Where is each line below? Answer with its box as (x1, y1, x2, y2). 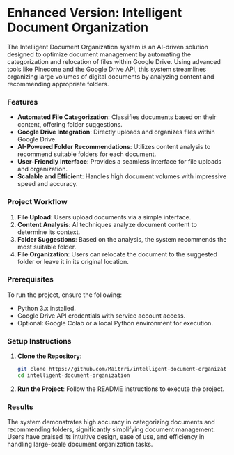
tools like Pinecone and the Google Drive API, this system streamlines (7, 65, 207, 73)
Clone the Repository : (17, 352, 82, 360)
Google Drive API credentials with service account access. (17, 311, 186, 320)
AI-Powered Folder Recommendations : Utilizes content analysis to (17, 143, 211, 151)
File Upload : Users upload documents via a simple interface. (17, 213, 192, 221)
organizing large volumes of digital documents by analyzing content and (7, 72, 214, 81)
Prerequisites (7, 275, 54, 284)
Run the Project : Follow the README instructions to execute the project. (17, 385, 225, 393)
